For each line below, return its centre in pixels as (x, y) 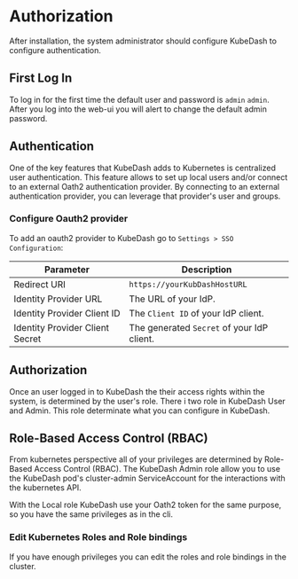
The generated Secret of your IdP (199, 327)
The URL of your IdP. (172, 299)
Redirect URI (40, 284)
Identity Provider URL (58, 299)
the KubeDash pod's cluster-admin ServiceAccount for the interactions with (147, 478)
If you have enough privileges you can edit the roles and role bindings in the (148, 557)
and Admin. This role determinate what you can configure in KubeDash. (140, 411)
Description (207, 270)
